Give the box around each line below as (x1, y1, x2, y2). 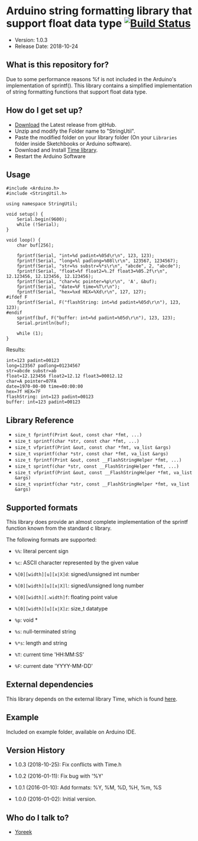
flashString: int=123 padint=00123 (6, 394, 94, 400)
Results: (6, 346, 26, 353)
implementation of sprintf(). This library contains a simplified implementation (6, 82, 192, 89)
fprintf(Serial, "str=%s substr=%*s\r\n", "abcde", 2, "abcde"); (17, 263, 181, 269)
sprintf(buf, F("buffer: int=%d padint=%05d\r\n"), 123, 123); (17, 315, 176, 321)
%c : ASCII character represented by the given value (14, 559, 139, 566)
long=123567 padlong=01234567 (6, 363, 81, 369)
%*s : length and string (14, 639, 67, 647)
